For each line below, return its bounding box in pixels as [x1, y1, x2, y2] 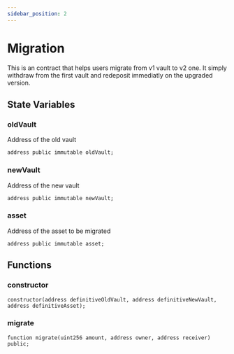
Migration [7, 40, 65, 56]
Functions [7, 260, 52, 271]
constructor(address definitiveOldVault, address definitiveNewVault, [7, 296, 217, 303]
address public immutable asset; [7, 240, 105, 247]
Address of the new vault [7, 181, 80, 190]
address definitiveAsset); [7, 302, 86, 309]
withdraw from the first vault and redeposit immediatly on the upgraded [7, 71, 213, 79]
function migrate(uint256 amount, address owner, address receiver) [7, 334, 211, 341]
